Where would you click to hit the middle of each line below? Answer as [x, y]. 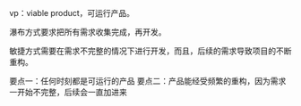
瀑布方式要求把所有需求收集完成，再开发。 [88, 32]
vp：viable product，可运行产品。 [72, 13]
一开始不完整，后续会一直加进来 [68, 92]
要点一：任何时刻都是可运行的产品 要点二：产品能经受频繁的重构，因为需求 [148, 81]
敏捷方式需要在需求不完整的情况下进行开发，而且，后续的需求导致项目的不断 [150, 51]
